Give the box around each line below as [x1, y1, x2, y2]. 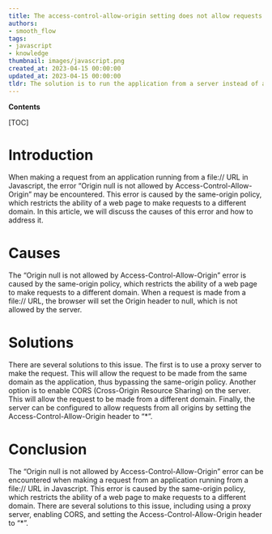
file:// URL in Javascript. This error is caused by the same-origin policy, [8, 484, 246, 494]
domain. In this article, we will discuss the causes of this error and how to [8, 207, 253, 217]
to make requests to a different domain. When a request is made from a [8, 288, 247, 298]
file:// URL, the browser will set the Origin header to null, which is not [8, 296, 238, 306]
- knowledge [8, 49, 49, 57]
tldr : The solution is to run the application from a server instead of [8, 79, 259, 87]
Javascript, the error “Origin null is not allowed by [8, 181, 174, 191]
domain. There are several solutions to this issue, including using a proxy [8, 501, 252, 511]
